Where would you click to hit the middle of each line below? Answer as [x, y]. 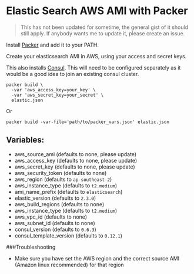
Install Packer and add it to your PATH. [52, 45]
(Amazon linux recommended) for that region [69, 265]
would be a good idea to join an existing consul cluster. [73, 74]
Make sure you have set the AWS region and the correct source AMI [97, 258]
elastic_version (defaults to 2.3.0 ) [55, 198]
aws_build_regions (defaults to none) [59, 204]
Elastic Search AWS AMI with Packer [97, 11]
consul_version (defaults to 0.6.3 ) [56, 229]
